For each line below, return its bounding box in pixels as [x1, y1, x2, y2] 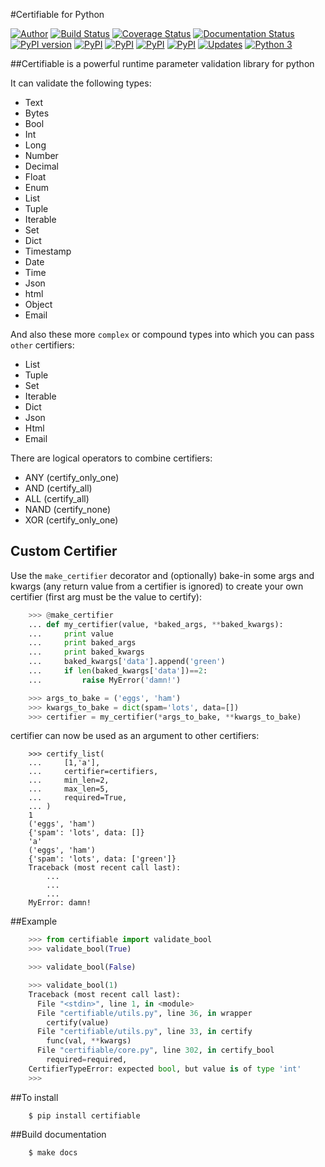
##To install [10, 1091, 59, 1103]
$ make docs [28, 1147, 78, 1158]
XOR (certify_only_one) [24, 514, 119, 526]
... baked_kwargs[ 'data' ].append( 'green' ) [28, 657, 226, 667]
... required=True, [28, 793, 128, 803]
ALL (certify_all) [24, 493, 90, 504]
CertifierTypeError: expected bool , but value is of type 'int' [28, 1064, 302, 1074]
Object [24, 299, 53, 310]
